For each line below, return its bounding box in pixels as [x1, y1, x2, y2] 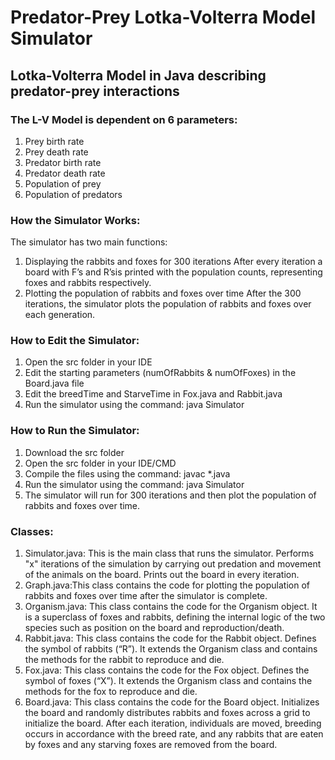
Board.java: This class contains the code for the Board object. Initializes [24, 696, 320, 708]
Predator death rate [24, 167, 106, 179]
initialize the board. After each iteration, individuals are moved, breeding [24, 717, 322, 730]
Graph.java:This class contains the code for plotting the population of [24, 579, 310, 591]
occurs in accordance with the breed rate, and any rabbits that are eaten [24, 728, 324, 740]
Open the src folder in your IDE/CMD [24, 457, 177, 469]
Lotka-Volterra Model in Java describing [10, 67, 267, 84]
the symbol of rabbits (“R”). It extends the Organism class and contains [24, 643, 318, 655]
